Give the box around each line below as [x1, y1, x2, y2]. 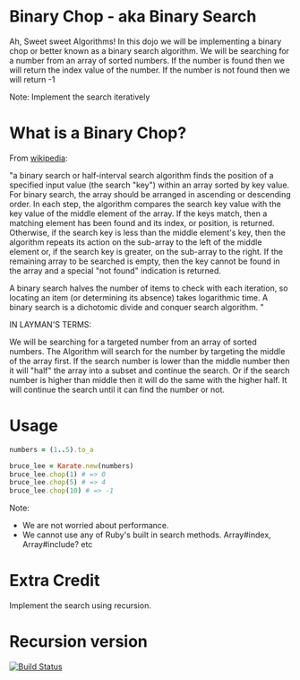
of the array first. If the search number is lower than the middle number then [9, 355, 290, 366]
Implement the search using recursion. [9, 600, 152, 611]
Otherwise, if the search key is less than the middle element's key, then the [9, 227, 287, 238]
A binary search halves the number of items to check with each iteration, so [9, 283, 288, 293]
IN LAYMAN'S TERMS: [9, 318, 92, 329]
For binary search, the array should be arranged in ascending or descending [9, 188, 291, 199]
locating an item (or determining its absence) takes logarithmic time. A [9, 292, 269, 302]
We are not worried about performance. [21, 520, 169, 531]
